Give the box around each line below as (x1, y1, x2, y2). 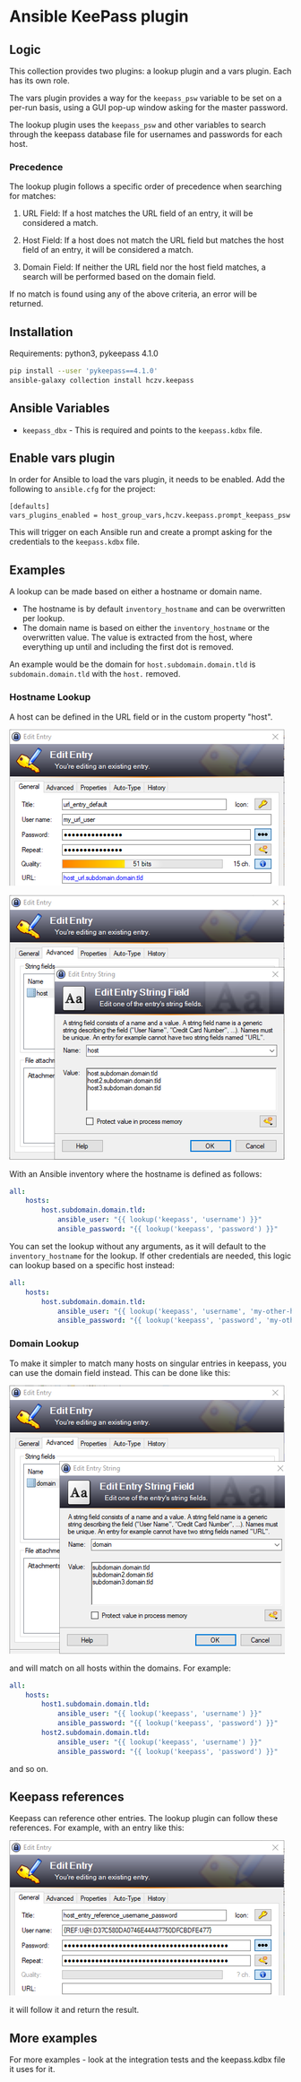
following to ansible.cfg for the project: (9, 484, 156, 495)
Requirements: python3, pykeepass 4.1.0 (9, 348, 159, 359)
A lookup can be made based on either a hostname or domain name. (9, 586, 262, 597)
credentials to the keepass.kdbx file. (9, 536, 141, 548)
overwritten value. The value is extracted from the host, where (21, 632, 253, 643)
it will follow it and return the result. (9, 2005, 140, 2016)
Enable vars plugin (9, 451, 116, 466)
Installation (9, 324, 73, 340)
